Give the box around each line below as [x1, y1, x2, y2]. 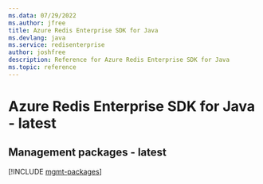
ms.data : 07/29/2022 [8, 11, 77, 20]
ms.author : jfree [8, 19, 66, 27]
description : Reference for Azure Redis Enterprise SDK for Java [8, 56, 230, 64]
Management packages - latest [8, 146, 167, 159]
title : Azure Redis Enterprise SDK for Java [8, 26, 159, 34]
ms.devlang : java [8, 33, 66, 42]
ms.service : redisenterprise [8, 41, 105, 49]
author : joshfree [8, 48, 66, 56]
